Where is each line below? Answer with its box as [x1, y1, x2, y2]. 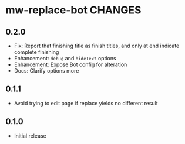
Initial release [14, 132, 46, 139]
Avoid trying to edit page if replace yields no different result [14, 100, 158, 107]
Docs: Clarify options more [14, 67, 79, 74]
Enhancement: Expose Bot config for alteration [14, 61, 127, 68]
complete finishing [14, 49, 59, 56]
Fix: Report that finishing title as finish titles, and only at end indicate [14, 42, 180, 49]
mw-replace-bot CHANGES [5, 4, 142, 17]
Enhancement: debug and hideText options [14, 55, 116, 61]
